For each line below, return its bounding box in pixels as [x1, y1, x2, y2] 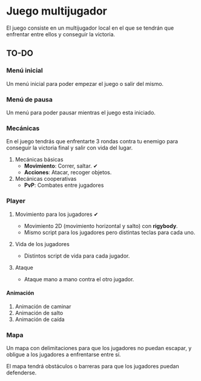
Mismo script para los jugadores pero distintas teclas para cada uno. [24, 229, 196, 236]
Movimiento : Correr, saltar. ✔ [24, 162, 98, 170]
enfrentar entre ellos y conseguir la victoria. [6, 30, 116, 37]
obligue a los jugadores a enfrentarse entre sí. [6, 351, 121, 358]
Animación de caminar [15, 302, 71, 310]
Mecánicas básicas [15, 156, 64, 163]
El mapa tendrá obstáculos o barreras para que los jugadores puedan [6, 363, 180, 370]
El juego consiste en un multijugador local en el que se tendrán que [6, 24, 174, 31]
